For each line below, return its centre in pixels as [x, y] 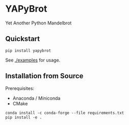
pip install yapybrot [28, 51]
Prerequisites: [20, 88]
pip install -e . [24, 117]
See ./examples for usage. [33, 60]
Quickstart [23, 39]
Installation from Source [44, 76]
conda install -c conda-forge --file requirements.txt [65, 113]
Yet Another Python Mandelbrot [38, 23]
